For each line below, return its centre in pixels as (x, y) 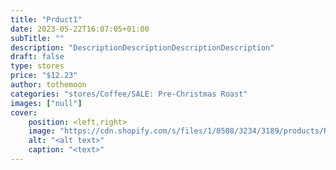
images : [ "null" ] (46, 103)
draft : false (37, 57)
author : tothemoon (48, 85)
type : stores (37, 66)
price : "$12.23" (44, 76)
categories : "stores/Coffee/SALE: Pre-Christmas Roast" (129, 94)
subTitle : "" (37, 38)
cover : (24, 112)
